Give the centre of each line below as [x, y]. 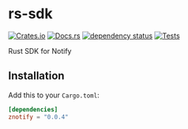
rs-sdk [30, 14]
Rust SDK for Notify [40, 51]
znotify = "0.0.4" [38, 117]
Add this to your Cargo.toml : [54, 95]
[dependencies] [33, 109]
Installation [36, 76]
